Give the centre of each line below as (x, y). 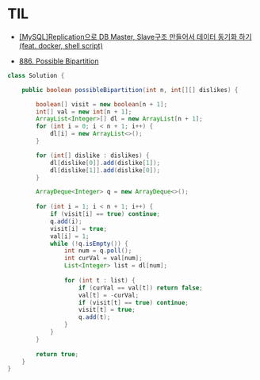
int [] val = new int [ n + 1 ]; (84, 112)
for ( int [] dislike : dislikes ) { (93, 155)
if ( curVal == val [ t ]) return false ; (140, 288)
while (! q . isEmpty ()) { (89, 244)
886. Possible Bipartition (59, 61)
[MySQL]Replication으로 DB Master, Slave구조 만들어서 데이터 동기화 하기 (135, 36)
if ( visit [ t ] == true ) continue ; (134, 302)
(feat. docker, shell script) (61, 45)
